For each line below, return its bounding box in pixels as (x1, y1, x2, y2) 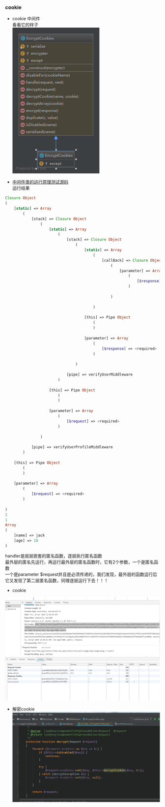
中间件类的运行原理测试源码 (12, 179, 69, 185)
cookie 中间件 (12, 16, 40, 22)
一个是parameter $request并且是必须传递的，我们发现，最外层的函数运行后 (5, 571, 158, 577)
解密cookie (12, 706, 35, 712)
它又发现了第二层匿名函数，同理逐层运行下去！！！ (5, 577, 109, 583)
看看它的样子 (12, 22, 38, 28)
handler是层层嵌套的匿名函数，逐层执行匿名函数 (5, 553, 102, 559)
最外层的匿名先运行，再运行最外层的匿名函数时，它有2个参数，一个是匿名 (5, 559, 154, 565)
